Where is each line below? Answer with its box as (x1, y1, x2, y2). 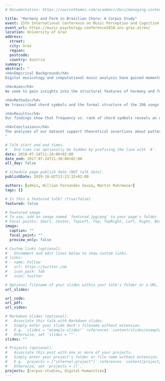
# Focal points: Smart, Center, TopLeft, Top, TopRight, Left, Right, (5, 219, 153, 224)
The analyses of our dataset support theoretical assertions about (5, 129, 146, 134)
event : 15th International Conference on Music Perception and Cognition (5, 21, 160, 26)
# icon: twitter (5, 273, 43, 278)
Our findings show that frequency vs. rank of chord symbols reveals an (5, 116, 157, 121)
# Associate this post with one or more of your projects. (5, 350, 133, 355)
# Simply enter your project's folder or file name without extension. (5, 354, 160, 360)
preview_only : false (9, 237, 52, 242)
